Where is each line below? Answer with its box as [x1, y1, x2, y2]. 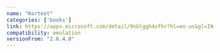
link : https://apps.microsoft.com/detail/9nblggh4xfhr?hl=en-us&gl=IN [6, 23, 214, 30]
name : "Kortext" [6, 10, 53, 17]
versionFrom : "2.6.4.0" [6, 36, 75, 43]
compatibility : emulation [6, 29, 81, 36]
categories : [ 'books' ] [6, 17, 72, 23]
